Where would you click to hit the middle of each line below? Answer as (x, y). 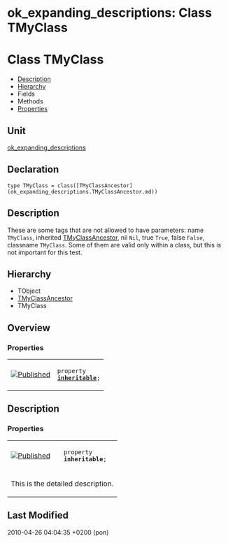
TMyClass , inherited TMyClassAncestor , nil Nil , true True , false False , (106, 237)
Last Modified (38, 515)
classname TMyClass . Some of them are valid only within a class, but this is (114, 245)
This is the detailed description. (62, 484)
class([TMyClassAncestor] (95, 186)
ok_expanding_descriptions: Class (109, 13)
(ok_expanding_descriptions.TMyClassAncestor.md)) (83, 191)
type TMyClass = (31, 186)
